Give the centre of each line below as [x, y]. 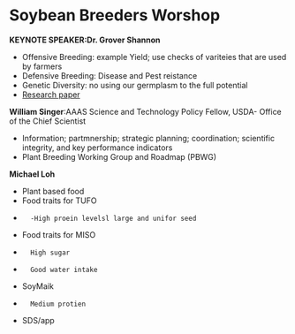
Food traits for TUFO [59, 201]
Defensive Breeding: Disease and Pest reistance [110, 75]
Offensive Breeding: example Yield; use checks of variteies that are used [154, 57]
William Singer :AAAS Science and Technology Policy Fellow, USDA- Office [146, 111]
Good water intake [64, 269]
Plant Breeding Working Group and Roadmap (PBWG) [119, 156]
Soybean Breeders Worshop [115, 15]
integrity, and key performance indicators [97, 148]
